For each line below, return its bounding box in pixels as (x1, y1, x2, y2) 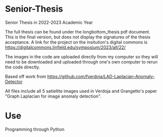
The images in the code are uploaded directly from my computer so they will (5, 53, 158, 59)
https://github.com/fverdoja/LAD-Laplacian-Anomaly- (47, 73, 155, 79)
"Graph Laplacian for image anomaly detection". (5, 93, 101, 99)
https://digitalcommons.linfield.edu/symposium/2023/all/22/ (5, 44, 126, 50)
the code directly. (5, 64, 40, 70)
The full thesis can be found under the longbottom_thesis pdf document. (5, 29, 150, 34)
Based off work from (5, 73, 46, 79)
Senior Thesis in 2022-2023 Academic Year (5, 19, 93, 25)
